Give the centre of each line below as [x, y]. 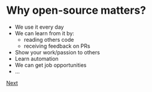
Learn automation [37, 59]
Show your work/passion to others [57, 52]
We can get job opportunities [51, 65]
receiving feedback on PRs [57, 46]
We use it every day [39, 27]
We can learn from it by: [45, 33]
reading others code [49, 39]
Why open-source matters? [76, 10]
